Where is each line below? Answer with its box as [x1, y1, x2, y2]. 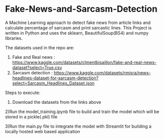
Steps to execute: [5, 90, 41, 95]
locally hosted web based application [5, 128, 80, 134]
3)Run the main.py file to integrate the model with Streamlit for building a [5, 123, 152, 129]
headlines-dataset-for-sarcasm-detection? [12, 75, 99, 81]
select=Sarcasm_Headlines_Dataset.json [12, 80, 94, 86]
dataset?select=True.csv [12, 65, 62, 70]
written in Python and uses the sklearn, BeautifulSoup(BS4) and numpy [5, 30, 149, 36]
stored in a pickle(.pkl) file [5, 114, 58, 119]
